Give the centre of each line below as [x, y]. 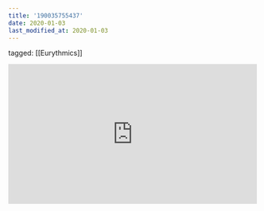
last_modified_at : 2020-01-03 [58, 30]
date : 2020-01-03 [37, 23]
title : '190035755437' [46, 16]
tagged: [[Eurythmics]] [45, 53]
